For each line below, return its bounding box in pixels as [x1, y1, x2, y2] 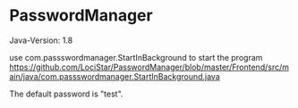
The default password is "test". [9, 88, 123, 99]
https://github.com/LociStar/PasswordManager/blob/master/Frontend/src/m [9, 62, 289, 72]
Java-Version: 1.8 [9, 35, 73, 46]
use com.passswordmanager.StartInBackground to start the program [9, 52, 263, 62]
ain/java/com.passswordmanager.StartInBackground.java [9, 71, 221, 81]
